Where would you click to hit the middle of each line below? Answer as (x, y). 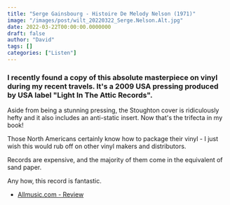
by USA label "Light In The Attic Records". (80, 95)
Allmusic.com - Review (50, 194)
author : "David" (31, 40)
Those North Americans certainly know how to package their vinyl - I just (113, 139)
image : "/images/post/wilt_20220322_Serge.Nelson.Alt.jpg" (95, 20)
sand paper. (25, 167)
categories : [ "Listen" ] (42, 53)
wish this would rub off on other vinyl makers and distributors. (97, 146)
